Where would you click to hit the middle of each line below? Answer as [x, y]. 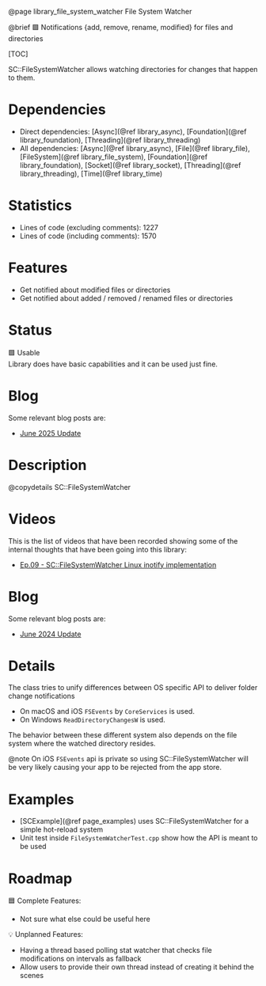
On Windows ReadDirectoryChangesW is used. [93, 720]
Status [30, 330]
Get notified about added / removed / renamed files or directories [126, 298]
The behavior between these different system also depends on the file [123, 735]
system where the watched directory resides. [82, 744]
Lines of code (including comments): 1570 [88, 236]
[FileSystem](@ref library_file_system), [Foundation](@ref [114, 157]
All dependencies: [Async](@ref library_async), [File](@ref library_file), [135, 148]
